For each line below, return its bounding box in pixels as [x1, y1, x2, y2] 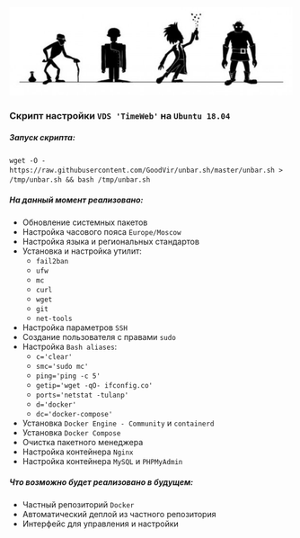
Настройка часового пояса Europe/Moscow [22, 227, 181, 238]
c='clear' [35, 353, 74, 362]
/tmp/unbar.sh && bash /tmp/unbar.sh [9, 175, 151, 184]
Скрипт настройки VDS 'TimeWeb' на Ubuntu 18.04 [9, 110, 231, 122]
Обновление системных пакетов [22, 217, 148, 228]
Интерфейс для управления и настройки [22, 518, 180, 529]
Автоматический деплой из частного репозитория [22, 509, 216, 519]
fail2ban [35, 257, 69, 266]
